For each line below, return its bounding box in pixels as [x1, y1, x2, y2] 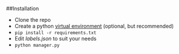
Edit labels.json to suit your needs [14, 35, 97, 42]
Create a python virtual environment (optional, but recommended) [14, 23, 174, 29]
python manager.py [14, 42, 60, 48]
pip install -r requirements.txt [14, 30, 97, 36]
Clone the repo [14, 16, 51, 23]
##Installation [6, 5, 39, 12]
